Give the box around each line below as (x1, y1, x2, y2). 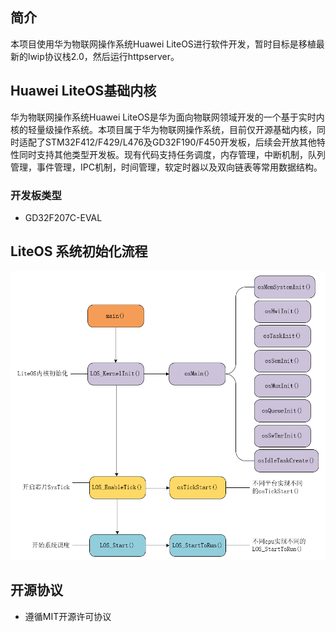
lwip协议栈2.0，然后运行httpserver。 (27, 50, 180, 62)
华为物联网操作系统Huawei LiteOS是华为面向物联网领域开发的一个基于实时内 (10, 111, 325, 123)
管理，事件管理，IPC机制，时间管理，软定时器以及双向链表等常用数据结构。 (10, 161, 323, 173)
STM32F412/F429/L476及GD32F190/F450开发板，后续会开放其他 (44, 136, 317, 148)
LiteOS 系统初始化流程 (10, 243, 148, 260)
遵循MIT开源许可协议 (24, 610, 112, 622)
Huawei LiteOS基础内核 (10, 83, 157, 100)
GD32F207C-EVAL (24, 211, 103, 223)
